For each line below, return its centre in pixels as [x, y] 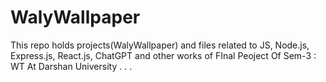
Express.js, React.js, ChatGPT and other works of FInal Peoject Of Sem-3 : [163, 55]
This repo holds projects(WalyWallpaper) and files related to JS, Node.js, [160, 45]
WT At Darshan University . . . [71, 66]
